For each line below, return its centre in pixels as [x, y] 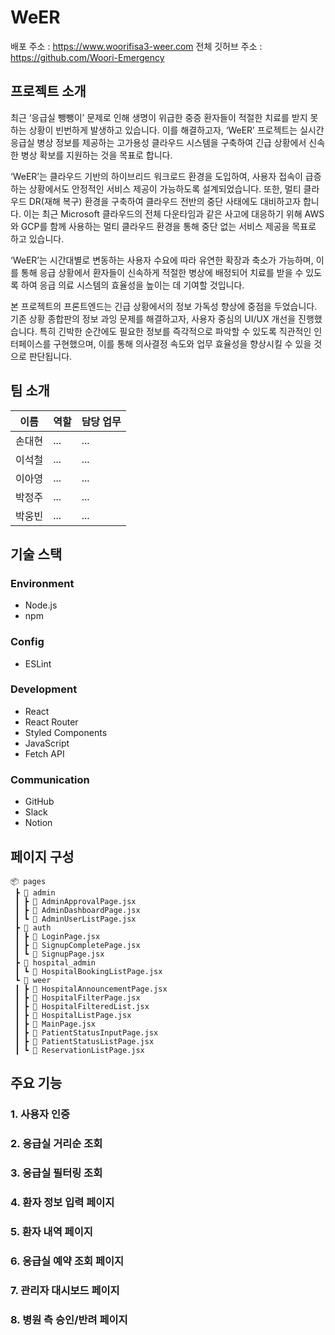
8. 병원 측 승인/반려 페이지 [69, 1319]
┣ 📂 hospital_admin [55, 962]
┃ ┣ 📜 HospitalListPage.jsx [73, 1015]
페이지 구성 [42, 856]
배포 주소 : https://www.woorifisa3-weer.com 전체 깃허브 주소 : [136, 46]
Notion [38, 823]
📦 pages [28, 881]
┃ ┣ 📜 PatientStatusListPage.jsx [84, 1041]
